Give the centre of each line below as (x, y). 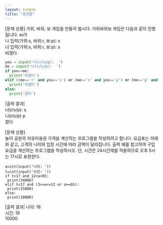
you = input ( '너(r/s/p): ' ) (34, 62)
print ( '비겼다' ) (24, 76)
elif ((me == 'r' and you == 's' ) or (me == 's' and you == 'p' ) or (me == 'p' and (81, 80)
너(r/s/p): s (16, 109)
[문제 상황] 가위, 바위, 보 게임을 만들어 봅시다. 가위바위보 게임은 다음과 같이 (76, 28)
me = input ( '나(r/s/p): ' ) (33, 67)
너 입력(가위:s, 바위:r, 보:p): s (33, 47)
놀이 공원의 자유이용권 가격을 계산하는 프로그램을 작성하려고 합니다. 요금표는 (77, 138)
